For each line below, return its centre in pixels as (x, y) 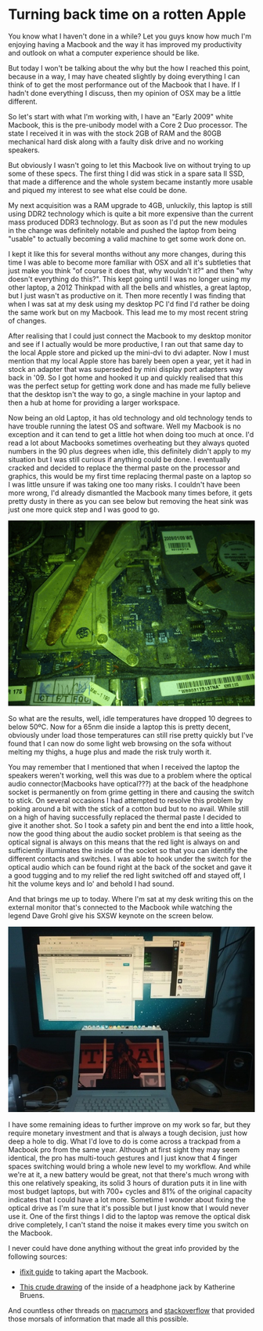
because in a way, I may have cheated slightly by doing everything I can (124, 76)
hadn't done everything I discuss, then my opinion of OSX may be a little (124, 93)
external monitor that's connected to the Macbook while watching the (120, 907)
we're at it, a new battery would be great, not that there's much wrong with (129, 1174)
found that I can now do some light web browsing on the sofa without (120, 743)
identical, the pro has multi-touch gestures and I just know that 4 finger (122, 1158)
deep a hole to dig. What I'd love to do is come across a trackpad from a (124, 1141)
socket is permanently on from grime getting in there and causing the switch (131, 792)
